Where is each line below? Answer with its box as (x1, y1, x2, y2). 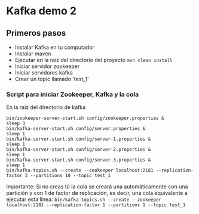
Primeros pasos (6, 28, 66, 38)
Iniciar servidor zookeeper (14, 63, 80, 70)
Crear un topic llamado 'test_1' (14, 76, 89, 82)
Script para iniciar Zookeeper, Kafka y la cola (6, 90, 139, 98)
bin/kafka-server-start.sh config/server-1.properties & (6, 136, 151, 142)
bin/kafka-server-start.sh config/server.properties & (6, 126, 146, 132)
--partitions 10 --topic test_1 (30, 173, 111, 179)
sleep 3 (6, 120, 26, 126)
